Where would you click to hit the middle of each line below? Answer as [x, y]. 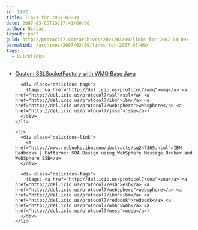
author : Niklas [25, 29]
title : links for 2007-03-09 [43, 17]
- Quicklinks [28, 56]
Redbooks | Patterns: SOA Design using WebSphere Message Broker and [104, 153]
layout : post [22, 34]
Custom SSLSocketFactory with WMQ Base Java [75, 73]
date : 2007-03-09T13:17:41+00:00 [48, 23]
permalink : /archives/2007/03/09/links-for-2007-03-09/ [77, 46]
